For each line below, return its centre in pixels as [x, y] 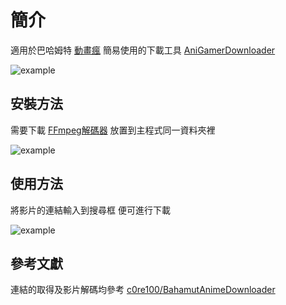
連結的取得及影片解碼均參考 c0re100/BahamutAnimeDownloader [143, 290]
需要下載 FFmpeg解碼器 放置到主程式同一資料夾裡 [113, 130]
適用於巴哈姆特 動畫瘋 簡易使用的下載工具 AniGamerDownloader [143, 50]
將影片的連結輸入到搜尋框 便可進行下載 [90, 210]
